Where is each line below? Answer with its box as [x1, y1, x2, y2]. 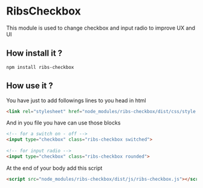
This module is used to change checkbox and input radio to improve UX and [6, 24, 195, 31]
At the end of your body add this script [6, 164, 103, 172]
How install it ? [6, 48, 63, 59]
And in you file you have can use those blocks [6, 119, 121, 126]
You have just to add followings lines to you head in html [6, 97, 146, 104]
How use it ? [6, 80, 53, 91]
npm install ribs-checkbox [6, 64, 74, 70]
